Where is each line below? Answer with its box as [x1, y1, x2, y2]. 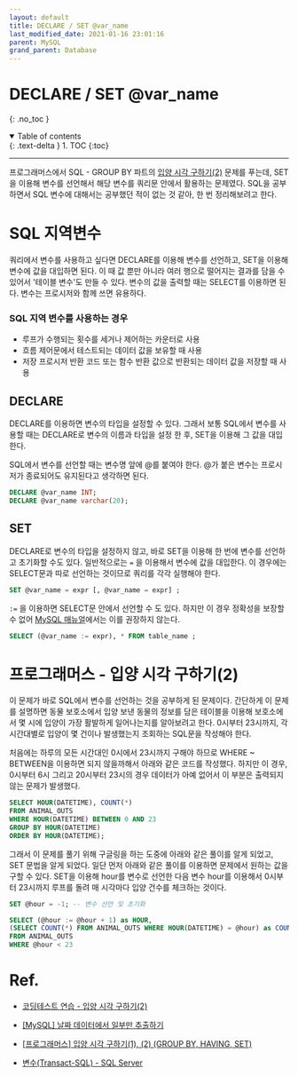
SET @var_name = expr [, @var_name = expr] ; [9, 585, 180, 595]
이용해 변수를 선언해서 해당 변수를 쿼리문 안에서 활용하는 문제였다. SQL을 [18, 178, 271, 189]
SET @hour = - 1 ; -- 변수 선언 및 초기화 [9, 899, 146, 908]
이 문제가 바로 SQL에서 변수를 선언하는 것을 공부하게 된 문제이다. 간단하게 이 [9, 695, 273, 706]
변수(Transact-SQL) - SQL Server [21, 1057, 144, 1068]
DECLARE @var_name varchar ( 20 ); [9, 496, 129, 505]
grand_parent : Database [9, 46, 98, 55]
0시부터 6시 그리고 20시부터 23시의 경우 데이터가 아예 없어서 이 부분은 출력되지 [9, 770, 284, 780]
